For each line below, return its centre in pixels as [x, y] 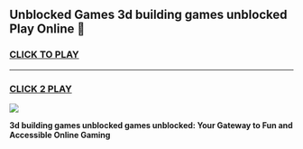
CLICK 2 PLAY [41, 88]
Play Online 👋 [47, 29]
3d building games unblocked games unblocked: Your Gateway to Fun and [151, 125]
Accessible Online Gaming [60, 135]
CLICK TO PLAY [44, 55]
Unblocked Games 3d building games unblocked [148, 15]
